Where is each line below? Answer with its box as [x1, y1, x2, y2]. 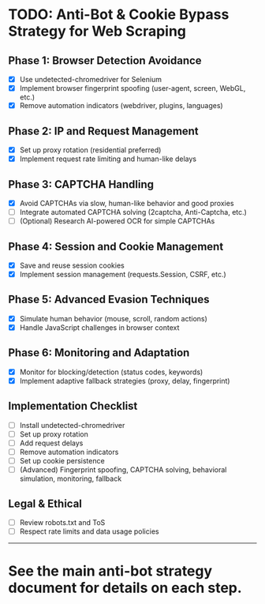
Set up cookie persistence [19, 456, 105, 465]
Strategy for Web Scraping [8, 22, 187, 40]
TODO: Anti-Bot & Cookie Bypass [8, 6, 230, 24]
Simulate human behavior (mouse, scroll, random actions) [19, 313, 207, 323]
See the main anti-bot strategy [8, 562, 213, 580]
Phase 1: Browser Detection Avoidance [8, 54, 203, 67]
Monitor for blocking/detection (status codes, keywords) [19, 367, 203, 377]
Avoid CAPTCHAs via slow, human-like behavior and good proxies [19, 198, 234, 208]
